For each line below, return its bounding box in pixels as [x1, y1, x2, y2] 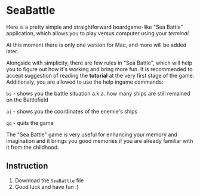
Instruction [6, 161, 48, 171]
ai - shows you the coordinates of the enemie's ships [6, 108, 138, 115]
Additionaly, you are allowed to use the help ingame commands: [6, 78, 164, 85]
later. [6, 47, 19, 54]
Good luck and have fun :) [14, 183, 79, 190]
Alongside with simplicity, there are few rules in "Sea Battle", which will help [6, 59, 193, 66]
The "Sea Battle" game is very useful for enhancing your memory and [6, 131, 178, 138]
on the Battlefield [6, 96, 48, 103]
